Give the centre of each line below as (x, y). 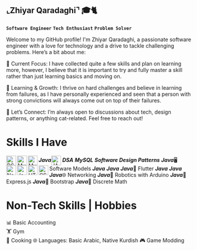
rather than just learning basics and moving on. (64, 76)
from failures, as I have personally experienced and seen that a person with (98, 94)
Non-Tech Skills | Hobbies (71, 205)
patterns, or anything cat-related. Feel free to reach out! (75, 118)
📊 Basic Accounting (31, 222)
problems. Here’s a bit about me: (46, 52)
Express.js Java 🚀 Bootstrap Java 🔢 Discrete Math (67, 182)
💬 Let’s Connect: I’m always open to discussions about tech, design (89, 112)
